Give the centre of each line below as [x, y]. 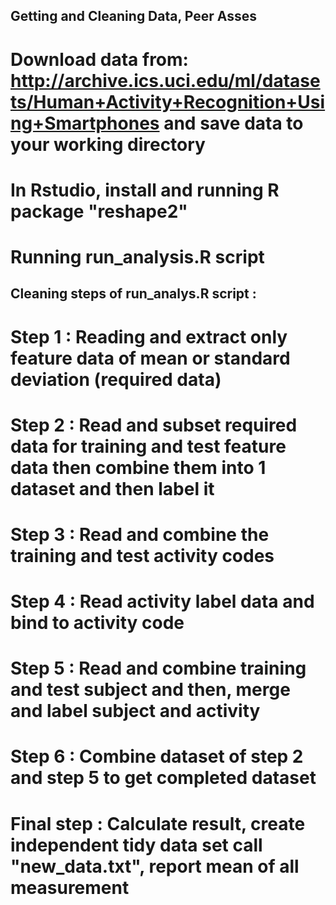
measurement [70, 887]
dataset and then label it [112, 488]
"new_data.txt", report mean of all [155, 866]
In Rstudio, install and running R [145, 190]
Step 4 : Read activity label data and [162, 601]
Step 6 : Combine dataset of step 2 [157, 756]
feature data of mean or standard [150, 358]
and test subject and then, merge [150, 690]
